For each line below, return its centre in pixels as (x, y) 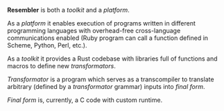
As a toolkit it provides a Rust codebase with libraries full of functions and (112, 59)
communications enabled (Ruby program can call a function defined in (108, 38)
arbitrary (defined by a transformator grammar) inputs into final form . (106, 87)
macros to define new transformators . (61, 66)
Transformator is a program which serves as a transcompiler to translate (111, 79)
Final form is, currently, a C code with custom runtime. (85, 100)
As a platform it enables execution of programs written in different (102, 23)
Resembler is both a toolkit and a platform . (68, 10)
